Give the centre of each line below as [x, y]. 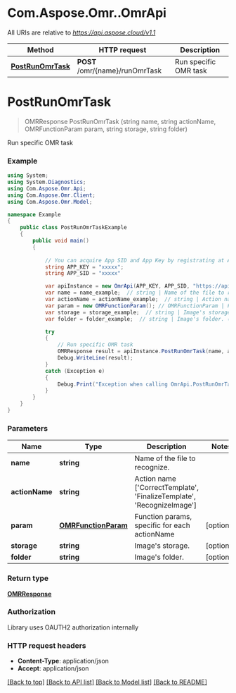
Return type [28, 578]
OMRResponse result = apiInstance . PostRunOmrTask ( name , [141, 351]
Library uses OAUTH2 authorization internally [73, 627]
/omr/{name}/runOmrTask [119, 70]
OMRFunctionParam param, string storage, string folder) [106, 129]
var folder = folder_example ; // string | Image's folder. [135, 319]
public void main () [61, 241]
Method [40, 49]
